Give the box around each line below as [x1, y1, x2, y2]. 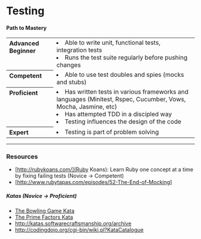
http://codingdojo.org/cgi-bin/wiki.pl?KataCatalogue [14, 226, 144, 234]
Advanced [9, 39, 39, 48]
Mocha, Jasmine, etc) [56, 103, 118, 111]
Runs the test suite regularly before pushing [65, 54, 188, 62]
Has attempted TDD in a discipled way [65, 110, 172, 119]
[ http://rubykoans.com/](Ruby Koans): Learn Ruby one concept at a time [14, 166, 193, 173]
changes [56, 61, 81, 69]
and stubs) [56, 78, 87, 86]
